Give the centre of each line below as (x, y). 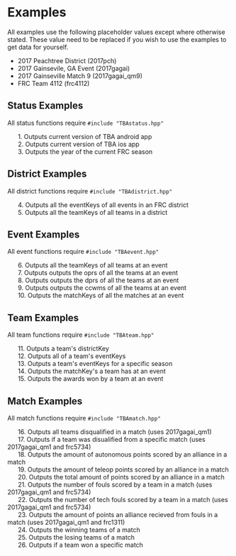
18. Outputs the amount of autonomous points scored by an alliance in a (122, 454)
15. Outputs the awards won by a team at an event (90, 379)
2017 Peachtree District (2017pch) (67, 60)
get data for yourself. (38, 47)
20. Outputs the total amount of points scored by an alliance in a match (121, 477)
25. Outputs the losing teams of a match (76, 537)
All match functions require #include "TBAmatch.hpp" (84, 418)
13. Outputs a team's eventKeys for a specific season (95, 364)
